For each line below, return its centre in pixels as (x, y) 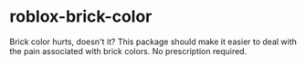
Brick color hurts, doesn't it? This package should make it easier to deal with (153, 42)
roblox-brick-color (81, 17)
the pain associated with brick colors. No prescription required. (128, 51)
